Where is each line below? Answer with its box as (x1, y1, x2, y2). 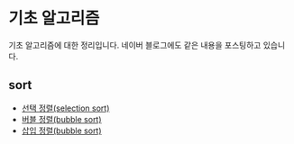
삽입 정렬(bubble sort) (21, 125, 102, 136)
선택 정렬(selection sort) (21, 103, 110, 113)
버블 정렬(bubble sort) (21, 113, 102, 124)
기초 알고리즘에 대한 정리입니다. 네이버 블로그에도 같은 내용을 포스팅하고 (8, 40, 262, 50)
